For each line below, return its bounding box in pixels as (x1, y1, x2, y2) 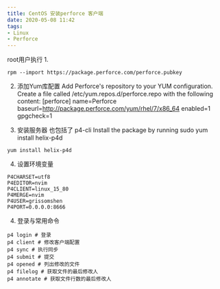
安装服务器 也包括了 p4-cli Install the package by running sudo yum (16, 126, 208, 134)
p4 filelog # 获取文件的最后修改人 (7, 268, 98, 275)
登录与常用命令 (16, 217, 60, 225)
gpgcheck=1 (16, 111, 53, 120)
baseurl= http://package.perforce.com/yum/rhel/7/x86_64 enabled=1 (16, 105, 211, 113)
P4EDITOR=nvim (7, 180, 48, 186)
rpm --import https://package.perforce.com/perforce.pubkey (7, 69, 183, 76)
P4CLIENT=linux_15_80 (7, 186, 69, 193)
